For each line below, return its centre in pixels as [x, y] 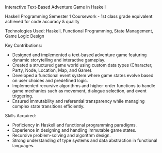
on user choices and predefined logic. [50, 80]
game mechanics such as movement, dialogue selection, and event [79, 91]
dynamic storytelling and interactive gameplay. [59, 60]
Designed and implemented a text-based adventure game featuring [79, 55]
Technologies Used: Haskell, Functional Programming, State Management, [79, 31]
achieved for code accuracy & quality [42, 22]
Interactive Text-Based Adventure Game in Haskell [55, 7]
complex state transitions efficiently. [48, 106]
